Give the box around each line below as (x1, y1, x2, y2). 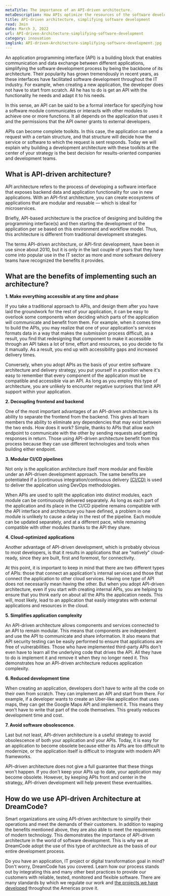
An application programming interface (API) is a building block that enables (5, 54, 162, 61)
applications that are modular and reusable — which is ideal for (5, 199, 137, 206)
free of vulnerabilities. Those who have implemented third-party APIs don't (5, 644, 161, 650)
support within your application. (5, 389, 72, 395)
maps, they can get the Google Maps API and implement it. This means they (5, 701, 163, 707)
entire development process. (5, 848, 65, 854)
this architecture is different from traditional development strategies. (5, 231, 148, 237)
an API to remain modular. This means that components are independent (5, 628, 156, 634)
